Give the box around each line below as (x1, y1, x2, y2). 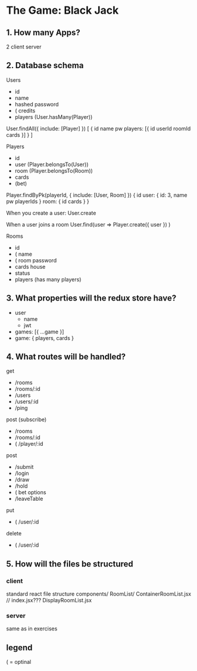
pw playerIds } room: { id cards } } (6, 198, 89, 205)
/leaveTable (14, 495, 43, 503)
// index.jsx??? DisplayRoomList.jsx (6, 597, 92, 604)
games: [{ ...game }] (14, 328, 64, 335)
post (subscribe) (6, 416, 47, 423)
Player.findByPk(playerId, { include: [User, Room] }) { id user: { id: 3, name (6, 191, 187, 198)
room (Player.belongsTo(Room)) (14, 167, 93, 174)
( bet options (14, 489, 46, 496)
